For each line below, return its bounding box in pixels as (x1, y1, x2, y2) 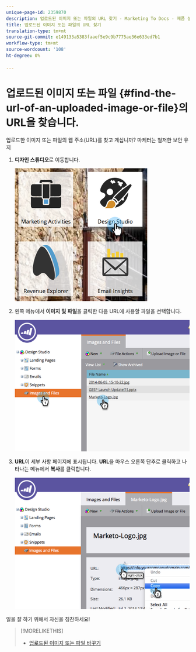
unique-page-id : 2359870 (6, 9, 66, 15)
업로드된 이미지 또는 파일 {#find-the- (6, 87, 176, 99)
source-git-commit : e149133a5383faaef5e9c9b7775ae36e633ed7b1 (6, 34, 160, 40)
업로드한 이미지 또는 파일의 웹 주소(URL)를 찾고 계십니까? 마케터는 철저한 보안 (6, 136, 183, 143)
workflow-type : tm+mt (6, 40, 59, 46)
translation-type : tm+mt (6, 28, 66, 34)
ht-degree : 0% (6, 53, 41, 59)
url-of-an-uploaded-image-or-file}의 (6, 101, 188, 114)
